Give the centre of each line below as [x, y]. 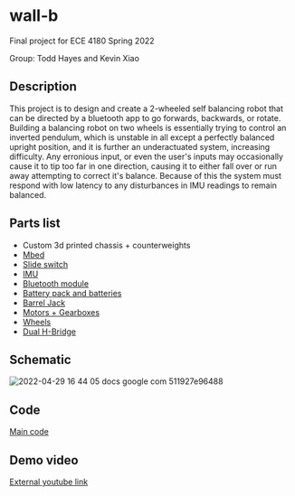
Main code [29, 432]
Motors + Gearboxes [61, 312]
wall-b [34, 16]
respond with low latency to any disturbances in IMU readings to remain [143, 185]
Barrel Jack [44, 303]
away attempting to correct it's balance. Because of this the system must [146, 175]
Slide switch [45, 264]
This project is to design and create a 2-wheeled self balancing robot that [146, 108]
